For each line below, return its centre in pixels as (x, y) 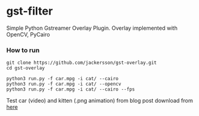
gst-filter (30, 11)
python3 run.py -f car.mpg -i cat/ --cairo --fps (71, 89)
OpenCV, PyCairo (28, 34)
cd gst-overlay (26, 68)
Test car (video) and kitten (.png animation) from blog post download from (100, 101)
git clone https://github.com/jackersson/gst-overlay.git (81, 63)
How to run (23, 50)
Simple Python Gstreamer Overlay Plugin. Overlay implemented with (92, 28)
